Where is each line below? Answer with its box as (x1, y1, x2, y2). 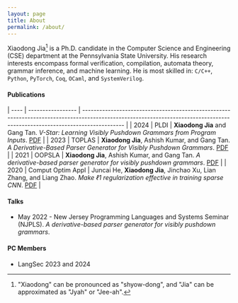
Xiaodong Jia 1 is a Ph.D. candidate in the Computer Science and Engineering (7, 43, 231, 53)
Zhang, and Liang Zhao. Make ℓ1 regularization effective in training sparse (7, 174, 224, 182)
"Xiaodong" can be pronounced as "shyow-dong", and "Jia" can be (17, 280, 215, 288)
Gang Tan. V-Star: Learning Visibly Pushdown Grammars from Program (7, 129, 216, 137)
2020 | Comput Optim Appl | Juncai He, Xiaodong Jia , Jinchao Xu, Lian (7, 166, 216, 174)
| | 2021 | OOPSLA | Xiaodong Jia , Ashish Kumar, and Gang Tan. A (7, 151, 200, 160)
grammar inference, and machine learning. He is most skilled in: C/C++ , (7, 66, 213, 75)
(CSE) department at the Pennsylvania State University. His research (7, 52, 208, 60)
